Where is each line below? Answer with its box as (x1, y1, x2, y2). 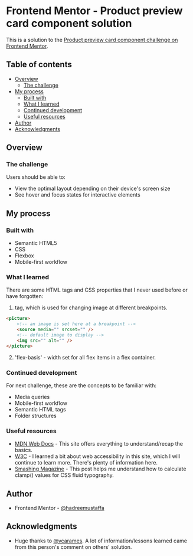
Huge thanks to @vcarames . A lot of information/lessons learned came (14, 537, 188, 544)
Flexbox (14, 252, 34, 259)
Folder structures (14, 412, 57, 419)
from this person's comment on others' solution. (14, 543, 132, 550)
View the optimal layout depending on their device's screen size (14, 185, 171, 192)
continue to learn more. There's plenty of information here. (14, 459, 158, 466)
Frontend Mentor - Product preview (6, 4, 183, 18)
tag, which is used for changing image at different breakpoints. (14, 304, 168, 311)
